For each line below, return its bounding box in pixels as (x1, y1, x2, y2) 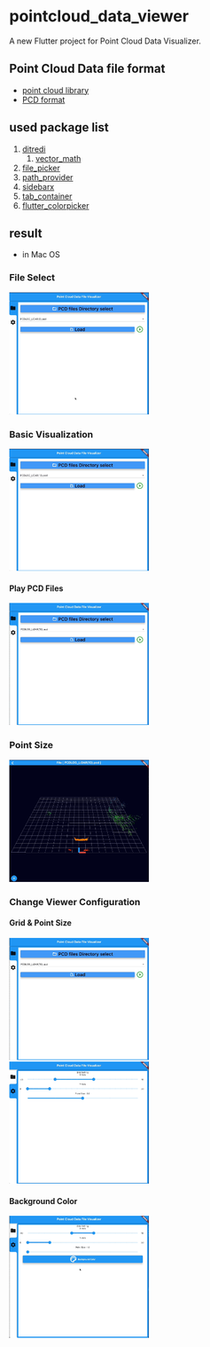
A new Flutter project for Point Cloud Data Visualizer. (9, 35, 202, 46)
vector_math (35, 153, 82, 163)
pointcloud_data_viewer (9, 6, 189, 27)
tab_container (21, 191, 73, 201)
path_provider (21, 171, 74, 183)
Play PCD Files (9, 583, 64, 594)
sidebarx (21, 181, 55, 192)
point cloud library (21, 84, 89, 95)
